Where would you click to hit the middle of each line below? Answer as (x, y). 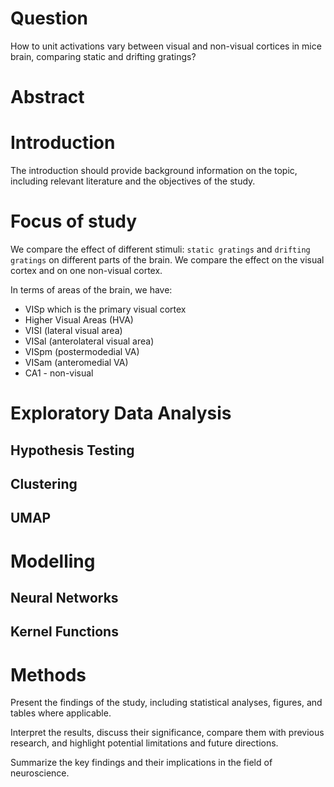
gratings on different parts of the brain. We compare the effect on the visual (167, 260)
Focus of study (74, 221)
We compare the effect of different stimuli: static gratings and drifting (160, 249)
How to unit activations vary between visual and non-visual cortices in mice (166, 46)
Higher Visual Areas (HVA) (79, 320)
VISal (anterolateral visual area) (89, 341)
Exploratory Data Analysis (121, 413)
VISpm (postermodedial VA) (82, 351)
